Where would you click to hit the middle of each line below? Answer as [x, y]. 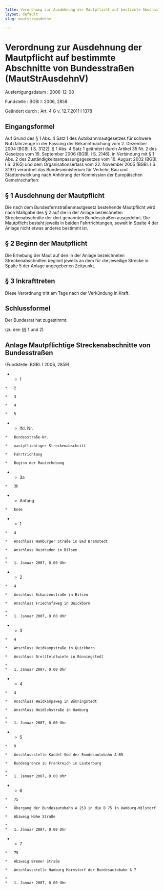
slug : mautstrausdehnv [28, 19]
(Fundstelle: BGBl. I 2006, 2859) [37, 365]
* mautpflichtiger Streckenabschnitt [46, 446]
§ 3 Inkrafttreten [30, 281]
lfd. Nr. [26, 428]
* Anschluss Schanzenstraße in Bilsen [47, 595]
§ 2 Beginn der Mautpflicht [46, 243]
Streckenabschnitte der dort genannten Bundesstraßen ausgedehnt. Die [78, 217]
